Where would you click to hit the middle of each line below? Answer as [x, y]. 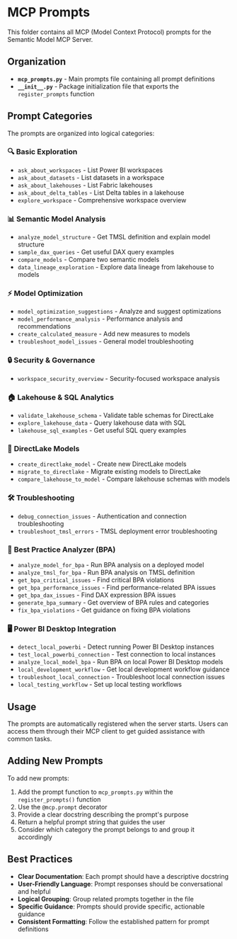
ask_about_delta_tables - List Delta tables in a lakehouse [101, 193]
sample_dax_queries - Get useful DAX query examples [96, 252]
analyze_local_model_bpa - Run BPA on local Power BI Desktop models [120, 662]
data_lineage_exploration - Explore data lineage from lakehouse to [116, 267]
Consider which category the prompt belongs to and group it [106, 829]
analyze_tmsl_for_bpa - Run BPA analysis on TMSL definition [106, 572]
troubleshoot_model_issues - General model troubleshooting [106, 341]
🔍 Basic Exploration [42, 152]
